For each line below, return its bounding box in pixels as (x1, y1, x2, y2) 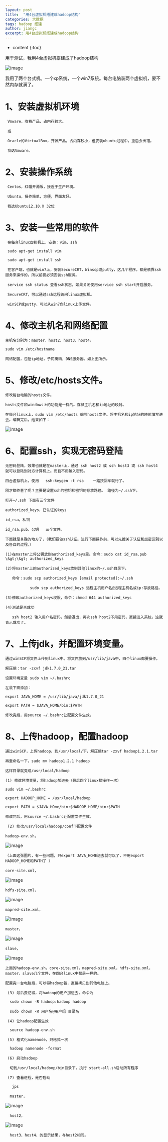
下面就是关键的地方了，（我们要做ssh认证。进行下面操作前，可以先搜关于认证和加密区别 (5, 536, 159, 542)
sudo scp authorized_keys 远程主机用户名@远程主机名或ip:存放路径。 (30, 585, 162, 591)
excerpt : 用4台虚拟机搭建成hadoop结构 (5, 31, 79, 36)
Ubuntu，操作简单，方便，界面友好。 (7, 194, 74, 199)
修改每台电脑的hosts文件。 (5, 393, 54, 398)
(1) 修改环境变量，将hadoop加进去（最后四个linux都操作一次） (5, 778, 121, 783)
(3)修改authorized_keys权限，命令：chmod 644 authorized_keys (5, 595, 132, 600)
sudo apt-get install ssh (7, 257, 62, 262)
